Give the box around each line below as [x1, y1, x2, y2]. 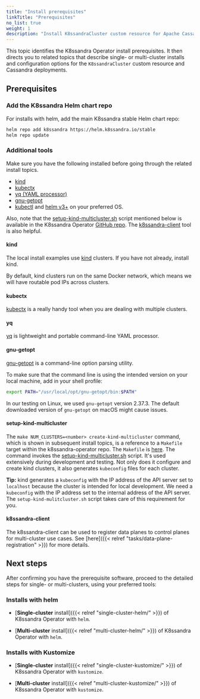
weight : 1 [6, 25, 31, 32]
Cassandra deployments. [6, 66, 67, 73]
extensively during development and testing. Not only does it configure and [6, 458, 191, 466]
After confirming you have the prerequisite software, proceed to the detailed [6, 574, 193, 581]
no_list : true [6, 20, 42, 26]
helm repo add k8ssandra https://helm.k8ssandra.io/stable [6, 127, 156, 133]
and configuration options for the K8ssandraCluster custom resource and [6, 60, 185, 67]
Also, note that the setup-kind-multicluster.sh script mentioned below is [6, 214, 182, 221]
